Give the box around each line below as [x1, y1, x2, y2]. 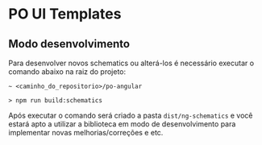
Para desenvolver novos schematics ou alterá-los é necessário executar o [8, 58, 255, 68]
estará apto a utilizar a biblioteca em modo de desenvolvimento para [8, 119, 236, 129]
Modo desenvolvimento [8, 37, 131, 51]
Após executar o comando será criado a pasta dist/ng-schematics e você [8, 110, 253, 120]
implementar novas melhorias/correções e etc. [8, 128, 164, 137]
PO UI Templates [8, 5, 122, 23]
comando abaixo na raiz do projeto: [8, 67, 127, 77]
